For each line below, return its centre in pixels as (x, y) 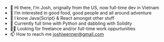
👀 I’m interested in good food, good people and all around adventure (81, 13)
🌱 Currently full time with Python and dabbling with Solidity (71, 23)
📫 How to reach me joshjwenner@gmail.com (57, 34)
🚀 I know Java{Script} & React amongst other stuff (62, 18)
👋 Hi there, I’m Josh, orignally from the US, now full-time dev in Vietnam (85, 8)
